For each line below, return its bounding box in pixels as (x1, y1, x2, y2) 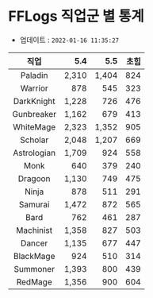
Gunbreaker (12, 108, 57, 119)
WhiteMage (13, 121, 56, 132)
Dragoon (17, 172, 51, 184)
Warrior (20, 83, 49, 94)
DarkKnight (13, 95, 55, 106)
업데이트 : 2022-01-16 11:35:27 (19, 35, 120, 45)
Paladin (20, 69, 48, 80)
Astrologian (13, 147, 56, 158)
